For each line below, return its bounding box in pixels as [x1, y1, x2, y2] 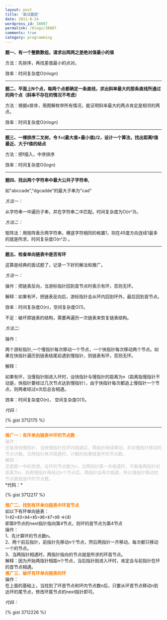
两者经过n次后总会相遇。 [18, 386, 69, 392]
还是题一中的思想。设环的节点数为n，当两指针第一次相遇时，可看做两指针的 [5, 463, 161, 469]
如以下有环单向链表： [5, 508, 49, 514]
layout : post [5, 7, 32, 12]
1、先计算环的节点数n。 [5, 532, 53, 538]
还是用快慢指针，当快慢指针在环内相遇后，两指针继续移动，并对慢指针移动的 [5, 444, 162, 450]
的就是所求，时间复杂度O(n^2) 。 [5, 236, 73, 242]
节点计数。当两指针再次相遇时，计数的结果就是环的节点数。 [5, 450, 127, 456]
